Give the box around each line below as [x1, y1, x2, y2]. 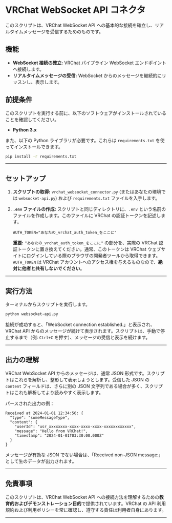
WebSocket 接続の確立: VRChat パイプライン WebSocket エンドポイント [12, 60, 166, 66]
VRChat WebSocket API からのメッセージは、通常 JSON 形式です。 [5, 370, 147, 376]
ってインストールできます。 [5, 144, 63, 150]
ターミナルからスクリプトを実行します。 [5, 301, 91, 307]
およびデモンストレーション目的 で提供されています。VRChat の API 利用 [14, 500, 166, 507]
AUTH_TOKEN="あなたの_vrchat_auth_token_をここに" [12, 230, 117, 236]
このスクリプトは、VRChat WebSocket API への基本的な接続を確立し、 [5, 22, 155, 28]
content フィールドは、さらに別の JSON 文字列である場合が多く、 [5, 383, 145, 389]
